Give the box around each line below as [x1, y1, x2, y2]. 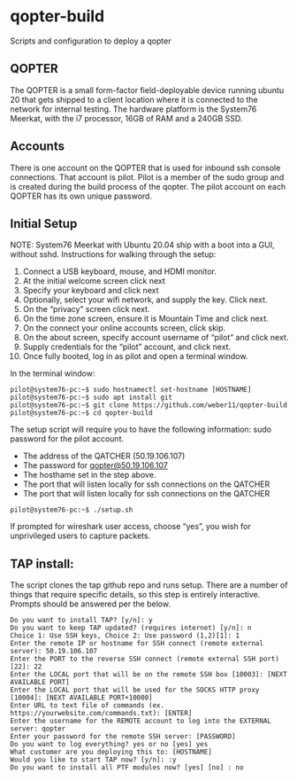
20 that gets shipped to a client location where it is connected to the [10, 94, 259, 105]
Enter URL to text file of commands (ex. [10, 701, 165, 710]
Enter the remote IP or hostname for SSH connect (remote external [10, 639, 264, 648]
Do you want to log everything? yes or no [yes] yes [10, 740, 209, 749]
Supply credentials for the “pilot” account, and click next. [22, 341, 232, 352]
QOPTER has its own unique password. [10, 191, 153, 201]
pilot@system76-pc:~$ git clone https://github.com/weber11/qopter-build [10, 401, 288, 410]
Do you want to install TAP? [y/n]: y [10, 616, 153, 625]
